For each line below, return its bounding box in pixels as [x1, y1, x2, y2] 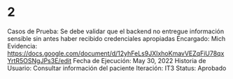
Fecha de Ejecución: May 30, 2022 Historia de [73, 56, 206, 64]
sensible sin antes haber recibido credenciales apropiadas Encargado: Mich [7, 34, 226, 42]
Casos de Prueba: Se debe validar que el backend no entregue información [7, 27, 225, 35]
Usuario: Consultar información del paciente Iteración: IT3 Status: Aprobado [7, 64, 227, 72]
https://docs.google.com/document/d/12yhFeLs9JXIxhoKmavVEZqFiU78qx [7, 49, 225, 58]
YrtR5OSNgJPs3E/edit [7, 56, 72, 64]
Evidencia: [7, 42, 37, 50]
